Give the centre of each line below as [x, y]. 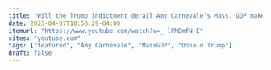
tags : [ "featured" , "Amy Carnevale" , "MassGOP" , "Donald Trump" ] [121, 46]
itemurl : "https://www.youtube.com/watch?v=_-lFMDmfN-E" [106, 31]
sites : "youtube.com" [45, 38]
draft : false [30, 53]
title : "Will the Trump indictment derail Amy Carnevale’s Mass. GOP [128, 16]
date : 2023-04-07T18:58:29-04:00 [65, 23]
